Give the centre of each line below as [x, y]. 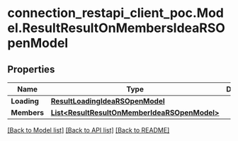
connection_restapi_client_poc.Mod [116, 13]
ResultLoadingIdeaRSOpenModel [108, 101]
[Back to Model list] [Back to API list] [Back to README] [89, 130]
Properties [31, 69]
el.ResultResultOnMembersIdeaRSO [116, 28]
